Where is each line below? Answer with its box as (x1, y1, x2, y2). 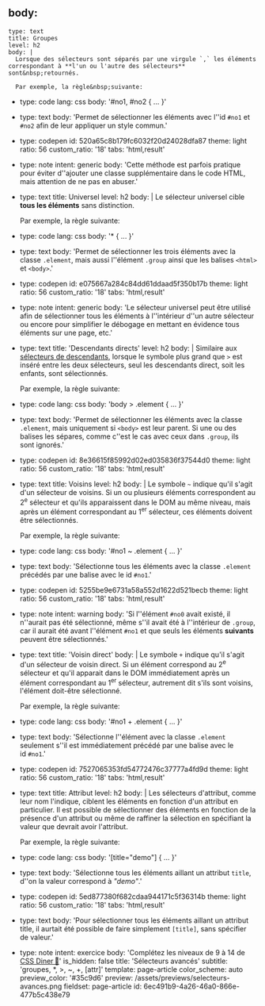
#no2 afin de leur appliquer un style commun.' (19, 121, 168, 130)
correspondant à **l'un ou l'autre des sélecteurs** (8, 62, 186, 70)
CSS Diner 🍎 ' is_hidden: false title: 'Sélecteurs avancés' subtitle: (19, 956, 228, 966)
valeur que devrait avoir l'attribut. (19, 822, 128, 831)
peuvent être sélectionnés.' (19, 635, 108, 644)
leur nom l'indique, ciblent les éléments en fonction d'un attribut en (19, 797, 239, 806)
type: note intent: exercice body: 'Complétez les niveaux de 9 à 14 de (19, 948, 245, 958)
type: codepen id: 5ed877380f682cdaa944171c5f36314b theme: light (19, 892, 247, 901)
